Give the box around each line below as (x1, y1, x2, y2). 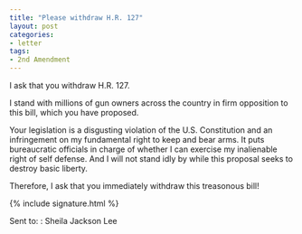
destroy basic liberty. (9, 164, 89, 173)
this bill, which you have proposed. (9, 108, 139, 117)
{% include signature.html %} (9, 198, 119, 209)
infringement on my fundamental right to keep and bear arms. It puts (9, 135, 265, 145)
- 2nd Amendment (9, 55, 71, 64)
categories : (9, 30, 54, 39)
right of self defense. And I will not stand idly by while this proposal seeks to (9, 154, 294, 164)
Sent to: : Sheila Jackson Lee (9, 216, 118, 226)
